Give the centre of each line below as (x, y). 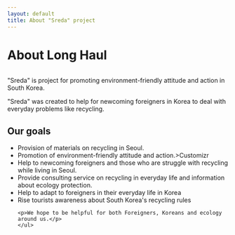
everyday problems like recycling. (56, 109)
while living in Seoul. (47, 170)
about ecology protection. (55, 185)
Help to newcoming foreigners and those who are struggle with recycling (123, 163)
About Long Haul (57, 55)
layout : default (31, 14)
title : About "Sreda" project (52, 20)
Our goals (29, 131)
